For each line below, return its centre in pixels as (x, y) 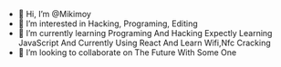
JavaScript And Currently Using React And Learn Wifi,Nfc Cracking (144, 43)
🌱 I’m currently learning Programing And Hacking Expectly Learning (145, 33)
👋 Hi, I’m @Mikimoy (54, 14)
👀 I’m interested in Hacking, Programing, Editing (108, 24)
